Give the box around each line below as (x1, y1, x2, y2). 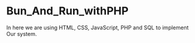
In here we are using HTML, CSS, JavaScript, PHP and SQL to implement (6, 24, 189, 31)
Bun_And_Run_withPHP (6, 4, 129, 18)
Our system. (6, 30, 37, 37)
